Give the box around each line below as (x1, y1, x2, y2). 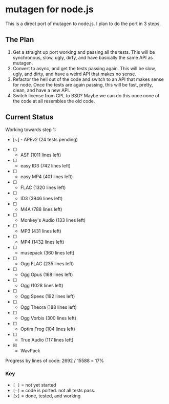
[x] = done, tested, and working (12, 393, 81, 399)
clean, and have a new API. (12, 87, 70, 93)
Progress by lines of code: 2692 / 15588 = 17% (5, 357, 104, 364)
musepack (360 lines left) (20, 249, 75, 256)
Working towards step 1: (5, 126, 56, 133)
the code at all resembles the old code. (12, 98, 95, 104)
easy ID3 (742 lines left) (20, 162, 71, 168)
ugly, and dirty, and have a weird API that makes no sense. (12, 71, 137, 77)
